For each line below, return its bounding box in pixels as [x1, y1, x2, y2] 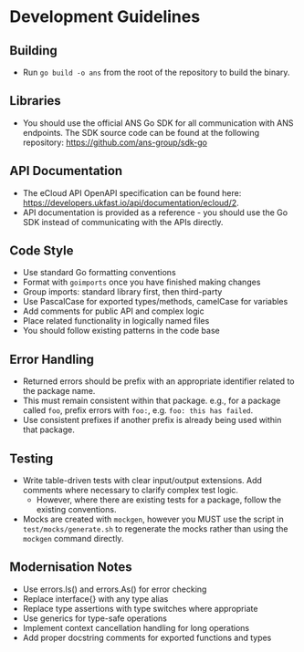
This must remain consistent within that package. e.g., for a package [22, 395, 281, 407]
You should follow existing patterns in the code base [22, 326, 221, 336]
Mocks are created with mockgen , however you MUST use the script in [22, 513, 285, 525]
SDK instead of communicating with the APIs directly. [22, 216, 224, 227]
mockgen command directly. [22, 533, 124, 544]
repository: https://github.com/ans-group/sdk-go [22, 137, 208, 148]
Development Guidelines [9, 6, 201, 27]
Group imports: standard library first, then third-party [22, 286, 223, 297]
